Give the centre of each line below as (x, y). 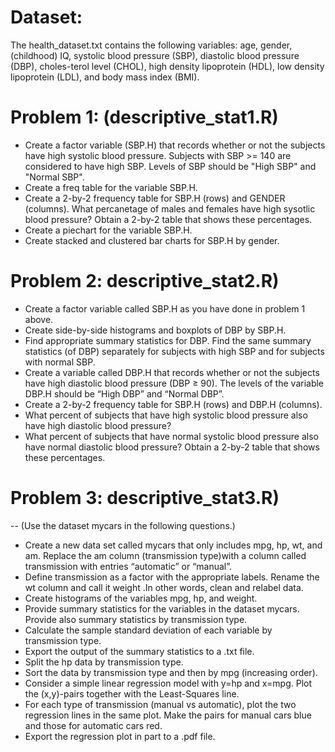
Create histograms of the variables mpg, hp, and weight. (141, 598)
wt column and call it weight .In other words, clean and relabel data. (164, 587)
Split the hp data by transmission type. (104, 662)
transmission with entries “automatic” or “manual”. (128, 566)
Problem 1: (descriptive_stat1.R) (144, 117)
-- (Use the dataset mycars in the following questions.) (123, 525)
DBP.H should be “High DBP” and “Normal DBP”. (124, 393)
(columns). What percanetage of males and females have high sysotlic (170, 208)
